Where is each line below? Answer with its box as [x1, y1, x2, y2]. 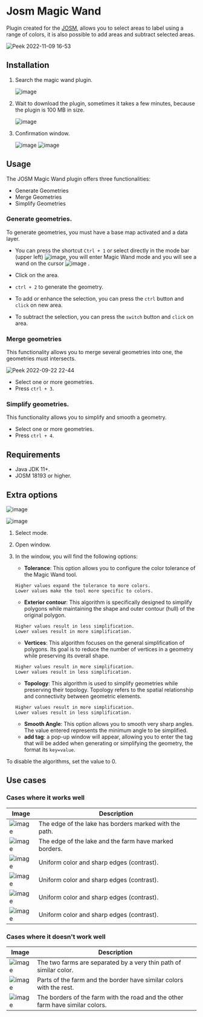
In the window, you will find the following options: [14, 553, 138, 560]
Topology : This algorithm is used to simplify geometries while [24, 680, 178, 687]
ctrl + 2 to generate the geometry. [14, 283, 104, 290]
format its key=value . [24, 746, 76, 753]
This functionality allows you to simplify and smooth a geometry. [6, 414, 167, 421]
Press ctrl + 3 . [14, 385, 54, 392]
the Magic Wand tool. [24, 571, 77, 579]
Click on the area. [14, 271, 59, 278]
